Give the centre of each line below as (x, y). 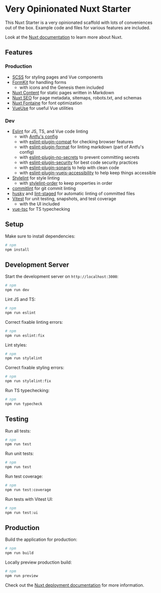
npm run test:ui (21, 513)
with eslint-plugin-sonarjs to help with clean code (69, 167)
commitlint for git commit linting (44, 188)
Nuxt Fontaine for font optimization (47, 103)
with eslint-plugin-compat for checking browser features (76, 141)
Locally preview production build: (39, 562)
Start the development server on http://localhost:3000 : (62, 277)
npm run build (20, 553)
